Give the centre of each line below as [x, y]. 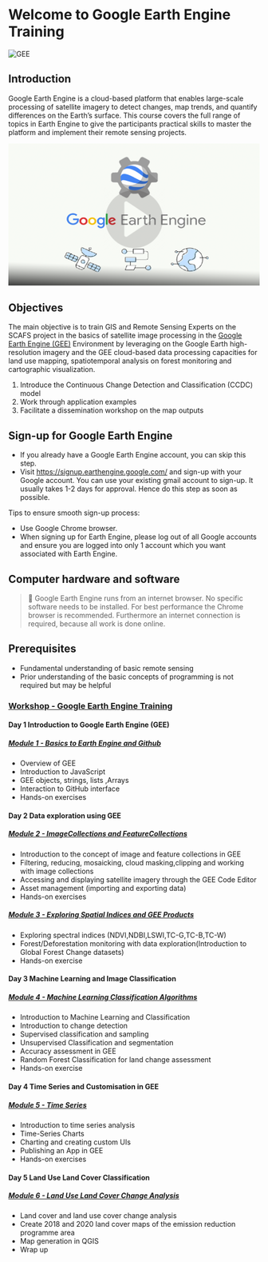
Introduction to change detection [74, 1026]
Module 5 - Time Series [48, 1104]
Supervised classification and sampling [84, 1034]
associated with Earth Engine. [69, 554]
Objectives [36, 308]
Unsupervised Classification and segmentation [97, 1043]
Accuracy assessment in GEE [68, 1051]
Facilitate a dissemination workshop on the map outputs [112, 410]
